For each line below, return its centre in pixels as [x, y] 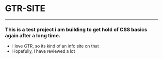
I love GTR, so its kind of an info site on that [56, 46]
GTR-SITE [25, 8]
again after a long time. [33, 35]
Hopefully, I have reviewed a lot [43, 51]
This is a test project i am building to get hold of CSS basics [76, 29]
